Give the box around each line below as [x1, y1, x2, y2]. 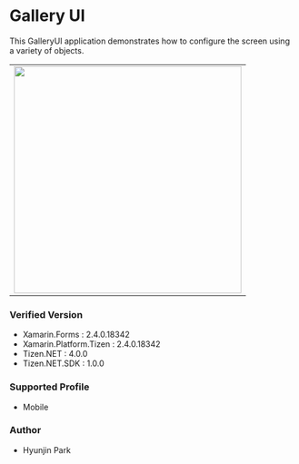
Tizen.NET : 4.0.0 [22, 349, 88, 360]
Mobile [22, 401, 49, 412]
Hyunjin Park [22, 444, 71, 455]
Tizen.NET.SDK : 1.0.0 [22, 358, 105, 369]
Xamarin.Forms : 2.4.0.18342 [22, 329, 130, 341]
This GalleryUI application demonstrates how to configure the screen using [9, 35, 291, 46]
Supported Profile [9, 380, 90, 393]
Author [9, 424, 42, 437]
